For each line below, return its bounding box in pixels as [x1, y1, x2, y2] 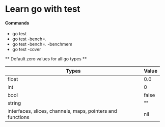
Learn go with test [5, 3, 81, 15]
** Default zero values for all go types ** [5, 56, 87, 62]
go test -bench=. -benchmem [12, 41, 73, 47]
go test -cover [12, 47, 41, 52]
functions [7, 114, 29, 121]
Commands [5, 20, 29, 25]
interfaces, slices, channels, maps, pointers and [7, 108, 117, 115]
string [7, 100, 21, 106]
